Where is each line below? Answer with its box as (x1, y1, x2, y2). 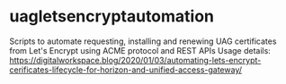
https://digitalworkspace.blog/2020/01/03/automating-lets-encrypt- (9, 55, 262, 65)
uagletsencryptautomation (9, 6, 214, 27)
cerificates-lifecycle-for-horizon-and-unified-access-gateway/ (9, 64, 243, 75)
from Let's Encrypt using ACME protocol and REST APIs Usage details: (9, 45, 272, 55)
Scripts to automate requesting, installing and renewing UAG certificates (9, 36, 277, 46)
